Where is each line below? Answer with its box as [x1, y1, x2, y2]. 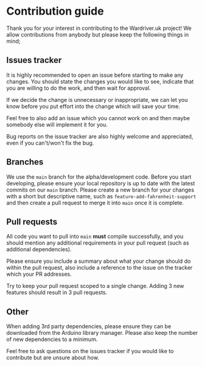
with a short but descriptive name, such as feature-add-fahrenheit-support [6, 192, 197, 199]
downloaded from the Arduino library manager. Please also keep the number [6, 329, 198, 337]
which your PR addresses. [6, 270, 72, 278]
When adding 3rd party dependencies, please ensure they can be [6, 323, 172, 330]
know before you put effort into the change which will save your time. [6, 102, 181, 110]
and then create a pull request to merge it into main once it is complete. [6, 199, 184, 206]
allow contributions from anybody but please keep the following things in [6, 30, 189, 38]
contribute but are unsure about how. [6, 354, 99, 361]
